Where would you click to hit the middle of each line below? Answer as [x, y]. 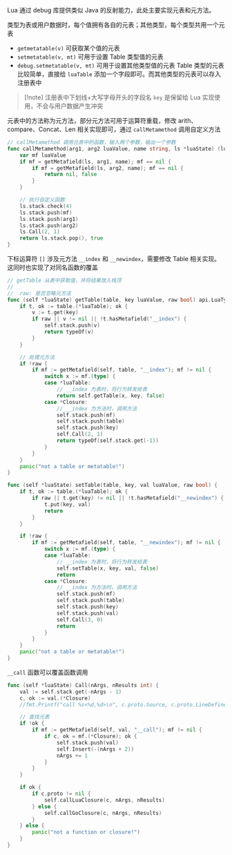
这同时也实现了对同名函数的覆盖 [52, 267]
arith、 [187, 121]
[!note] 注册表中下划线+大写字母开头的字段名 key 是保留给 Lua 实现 [119, 97]
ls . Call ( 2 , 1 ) [40, 232]
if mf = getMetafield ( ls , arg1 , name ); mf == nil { [95, 162]
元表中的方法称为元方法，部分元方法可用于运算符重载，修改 [92, 121]
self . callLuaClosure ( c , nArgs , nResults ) [105, 800]
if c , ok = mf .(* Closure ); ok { [90, 736]
